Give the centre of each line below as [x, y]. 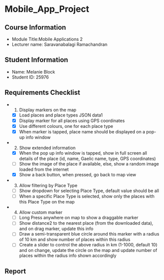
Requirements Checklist [42, 93]
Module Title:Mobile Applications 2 [47, 39]
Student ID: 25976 [30, 77]
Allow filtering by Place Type [48, 186]
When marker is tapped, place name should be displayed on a [82, 131]
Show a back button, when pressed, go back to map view [78, 175]
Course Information [35, 27]
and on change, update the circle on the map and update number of [88, 250]
